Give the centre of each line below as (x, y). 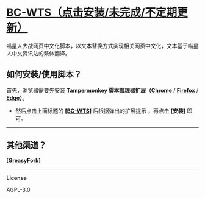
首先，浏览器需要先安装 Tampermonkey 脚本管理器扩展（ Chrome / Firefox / (103, 90)
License (17, 178)
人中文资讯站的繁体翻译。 (38, 53)
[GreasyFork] (23, 160)
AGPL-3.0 (18, 189)
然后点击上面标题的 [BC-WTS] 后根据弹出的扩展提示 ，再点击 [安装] (100, 111)
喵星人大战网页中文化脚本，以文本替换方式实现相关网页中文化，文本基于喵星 (103, 46)
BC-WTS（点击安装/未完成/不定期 (92, 12)
